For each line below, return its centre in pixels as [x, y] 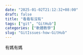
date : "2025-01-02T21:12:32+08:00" [42, 10]
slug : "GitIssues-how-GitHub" [36, 33]
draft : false [19, 14]
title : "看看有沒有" [24, 19]
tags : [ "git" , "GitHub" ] [31, 24]
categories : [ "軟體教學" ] [30, 28]
